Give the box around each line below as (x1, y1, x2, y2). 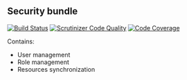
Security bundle (7, 6, 78, 17)
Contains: (7, 37, 35, 46)
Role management (17, 58, 69, 66)
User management (17, 50, 71, 59)
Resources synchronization (17, 65, 96, 73)
